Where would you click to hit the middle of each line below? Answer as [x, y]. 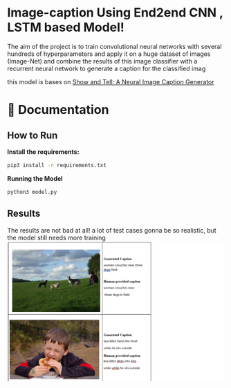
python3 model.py [32, 192]
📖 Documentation [58, 110]
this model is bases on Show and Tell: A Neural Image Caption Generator [111, 81]
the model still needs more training [56, 237]
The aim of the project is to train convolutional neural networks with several [114, 46]
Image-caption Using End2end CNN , [115, 13]
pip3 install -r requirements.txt [57, 165]
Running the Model [35, 178]
